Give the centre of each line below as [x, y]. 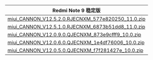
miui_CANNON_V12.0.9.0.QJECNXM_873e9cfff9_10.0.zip [74, 35]
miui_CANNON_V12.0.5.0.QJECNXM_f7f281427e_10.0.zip [76, 50]
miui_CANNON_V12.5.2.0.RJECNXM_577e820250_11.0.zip [76, 19]
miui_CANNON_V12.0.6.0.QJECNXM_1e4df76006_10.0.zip [76, 42]
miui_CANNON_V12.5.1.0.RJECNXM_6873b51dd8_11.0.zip [76, 27]
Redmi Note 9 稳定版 [76, 10]
